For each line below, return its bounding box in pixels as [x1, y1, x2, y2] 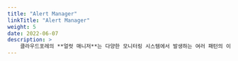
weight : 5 [7, 23, 37, 30]
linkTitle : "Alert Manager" [7, 17, 91, 24]
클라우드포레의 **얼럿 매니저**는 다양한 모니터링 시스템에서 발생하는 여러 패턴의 [20, 43, 223, 50]
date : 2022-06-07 [7, 29, 59, 37]
